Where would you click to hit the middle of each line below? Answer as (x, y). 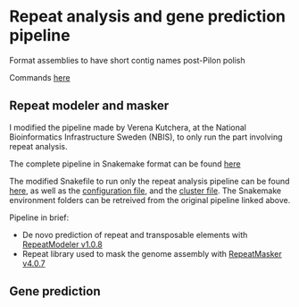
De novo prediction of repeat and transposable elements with (135, 235)
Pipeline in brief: (39, 217)
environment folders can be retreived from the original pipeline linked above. (150, 200)
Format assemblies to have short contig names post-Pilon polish (127, 60)
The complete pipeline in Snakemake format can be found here (125, 164)
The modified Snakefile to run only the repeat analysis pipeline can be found (149, 181)
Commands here (40, 77)
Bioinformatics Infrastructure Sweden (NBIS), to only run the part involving (146, 137)
